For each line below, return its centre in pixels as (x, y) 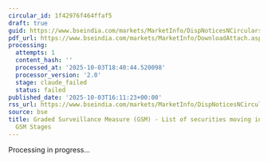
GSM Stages (33, 127)
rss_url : (23, 105)
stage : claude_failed (51, 82)
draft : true (28, 23)
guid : (17, 30)
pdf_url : (23, 38)
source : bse (28, 113)
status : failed (41, 90)
